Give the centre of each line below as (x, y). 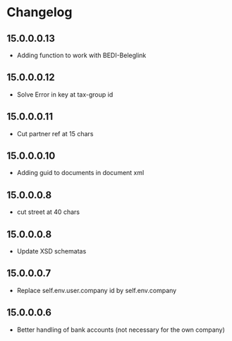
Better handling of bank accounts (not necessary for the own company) (121, 330)
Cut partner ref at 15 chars (55, 133)
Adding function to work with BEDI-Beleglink (81, 55)
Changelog (39, 12)
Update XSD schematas (51, 251)
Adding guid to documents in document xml (80, 173)
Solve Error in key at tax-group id (65, 94)
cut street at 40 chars (48, 212)
